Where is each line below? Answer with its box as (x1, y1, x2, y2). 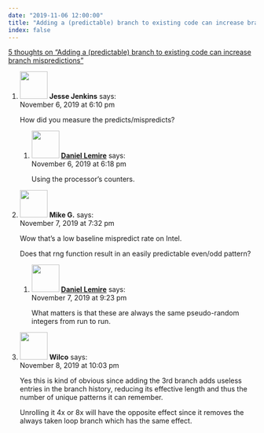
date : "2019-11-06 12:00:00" (8, 11, 104, 20)
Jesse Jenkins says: (49, 92, 116, 101)
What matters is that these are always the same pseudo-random (31, 308, 240, 318)
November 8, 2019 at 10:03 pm (19, 361, 119, 370)
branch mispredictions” (8, 56, 84, 65)
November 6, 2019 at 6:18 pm (31, 159, 127, 169)
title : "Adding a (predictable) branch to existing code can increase (8, 19, 244, 27)
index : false (8, 26, 51, 34)
